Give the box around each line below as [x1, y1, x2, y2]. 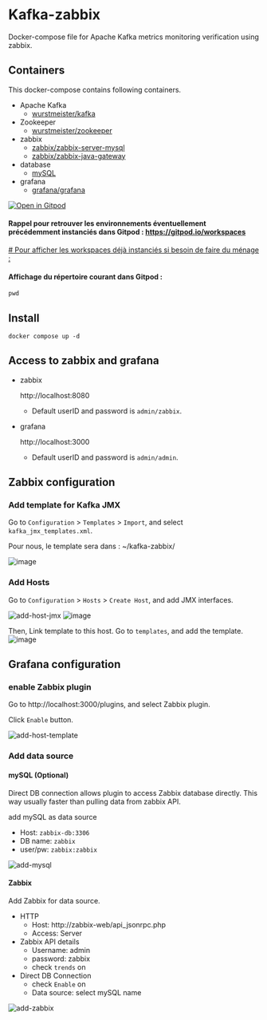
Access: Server [31, 928, 82, 938]
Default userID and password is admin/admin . [31, 453, 179, 462]
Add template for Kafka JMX [8, 500, 121, 511]
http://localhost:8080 [19, 390, 90, 400]
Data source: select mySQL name [31, 987, 142, 997]
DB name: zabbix [19, 836, 76, 845]
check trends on [31, 962, 86, 971]
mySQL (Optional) [8, 770, 69, 780]
